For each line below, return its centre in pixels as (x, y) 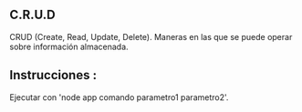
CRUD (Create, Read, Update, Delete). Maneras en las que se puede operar (151, 36)
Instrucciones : (53, 75)
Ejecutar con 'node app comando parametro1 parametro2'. (119, 97)
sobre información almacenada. (69, 46)
